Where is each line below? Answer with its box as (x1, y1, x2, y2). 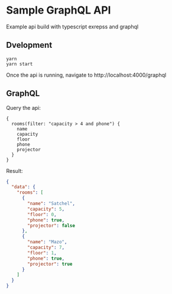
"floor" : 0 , (27, 211, 57, 217)
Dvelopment (6, 40, 53, 50)
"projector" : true (27, 261, 73, 267)
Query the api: (6, 104, 41, 111)
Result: (6, 167, 23, 174)
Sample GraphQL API (6, 4, 111, 17)
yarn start (6, 61, 33, 67)
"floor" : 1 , (27, 250, 57, 256)
